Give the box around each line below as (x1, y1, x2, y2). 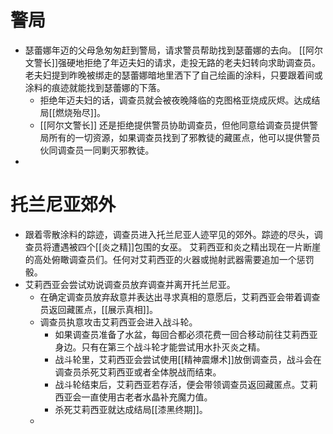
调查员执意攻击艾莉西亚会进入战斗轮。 (39, 316, 198, 328)
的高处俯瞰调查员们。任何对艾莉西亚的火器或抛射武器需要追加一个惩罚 (24, 253, 315, 265)
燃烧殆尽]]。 (54, 106, 107, 118)
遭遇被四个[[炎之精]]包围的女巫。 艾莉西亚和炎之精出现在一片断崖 (51, 241, 322, 253)
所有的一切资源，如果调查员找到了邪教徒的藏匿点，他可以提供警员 (48, 131, 321, 143)
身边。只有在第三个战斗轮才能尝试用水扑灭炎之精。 (54, 341, 266, 353)
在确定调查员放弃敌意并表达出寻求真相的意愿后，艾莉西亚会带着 (39, 291, 303, 303)
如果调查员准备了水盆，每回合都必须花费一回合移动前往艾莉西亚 (54, 328, 318, 340)
